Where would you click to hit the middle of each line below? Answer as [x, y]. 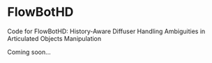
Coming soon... [29, 52]
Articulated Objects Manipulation [54, 38]
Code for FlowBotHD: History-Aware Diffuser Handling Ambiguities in [106, 31]
